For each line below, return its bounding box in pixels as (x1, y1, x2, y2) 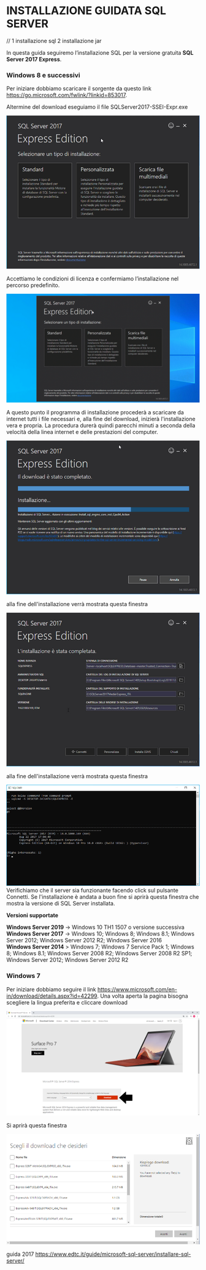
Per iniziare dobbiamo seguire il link (6, 985, 96, 993)
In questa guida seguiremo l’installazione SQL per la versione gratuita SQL (6, 49, 194, 56)
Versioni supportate (6, 912, 59, 919)
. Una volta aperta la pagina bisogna (97, 992, 188, 1000)
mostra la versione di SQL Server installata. (6, 900, 115, 907)
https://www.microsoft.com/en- (97, 985, 178, 993)
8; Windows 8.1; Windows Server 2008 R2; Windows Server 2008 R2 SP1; (6, 950, 193, 957)
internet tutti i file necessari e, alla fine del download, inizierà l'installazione (6, 416, 196, 423)
